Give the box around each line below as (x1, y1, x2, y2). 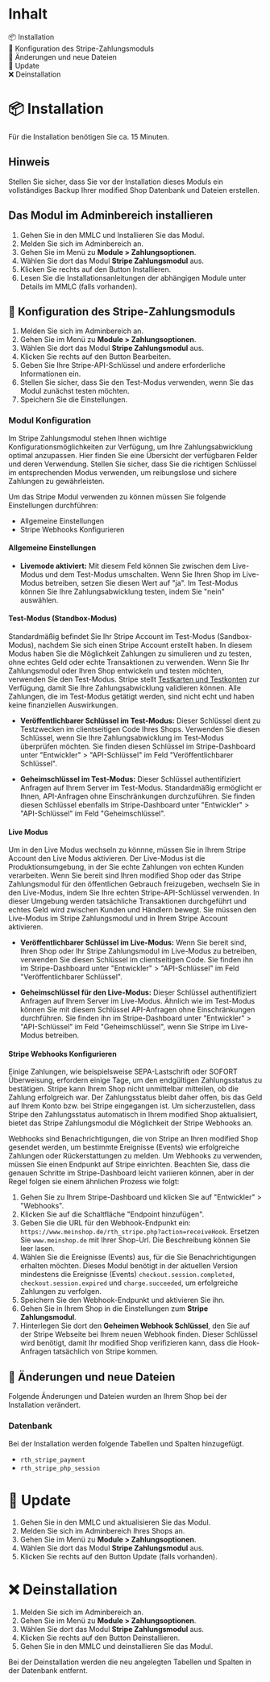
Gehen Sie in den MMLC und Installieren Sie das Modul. (19, 230, 206, 240)
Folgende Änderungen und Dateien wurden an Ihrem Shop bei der (8, 1392, 227, 1401)
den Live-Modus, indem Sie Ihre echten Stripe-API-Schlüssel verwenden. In (8, 888, 260, 898)
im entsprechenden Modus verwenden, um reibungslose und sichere (8, 467, 238, 477)
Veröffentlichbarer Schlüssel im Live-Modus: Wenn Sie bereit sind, (19, 937, 247, 948)
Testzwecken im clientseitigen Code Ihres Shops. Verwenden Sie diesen (19, 724, 260, 734)
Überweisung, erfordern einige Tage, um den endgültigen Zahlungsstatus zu (8, 1075, 263, 1085)
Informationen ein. (19, 369, 81, 379)
